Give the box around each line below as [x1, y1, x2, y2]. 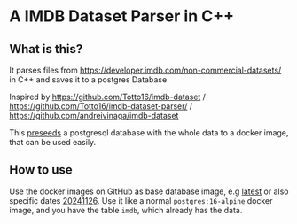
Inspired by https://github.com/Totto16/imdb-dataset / [9, 91, 207, 102]
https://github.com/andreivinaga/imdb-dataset [9, 111, 179, 120]
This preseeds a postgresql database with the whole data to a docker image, [9, 127, 289, 138]
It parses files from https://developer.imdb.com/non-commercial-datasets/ [9, 65, 282, 75]
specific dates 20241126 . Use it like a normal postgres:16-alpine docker [9, 195, 273, 205]
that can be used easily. [9, 137, 97, 147]
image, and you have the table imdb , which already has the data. [9, 205, 243, 215]
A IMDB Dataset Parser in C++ [9, 6, 235, 27]
